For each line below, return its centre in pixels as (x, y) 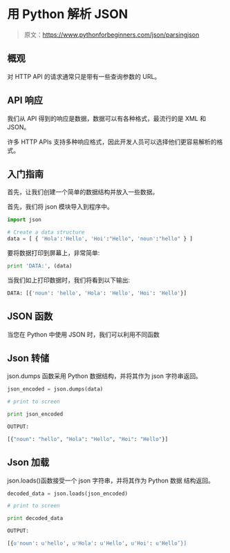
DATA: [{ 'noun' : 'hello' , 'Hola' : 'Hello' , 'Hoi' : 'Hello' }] (97, 293)
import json (24, 220)
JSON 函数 (30, 316)
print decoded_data (35, 518)
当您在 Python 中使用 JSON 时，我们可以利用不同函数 (84, 334)
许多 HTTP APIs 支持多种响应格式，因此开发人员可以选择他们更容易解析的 (112, 142)
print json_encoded (35, 414)
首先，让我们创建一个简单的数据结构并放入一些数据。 (83, 192)
